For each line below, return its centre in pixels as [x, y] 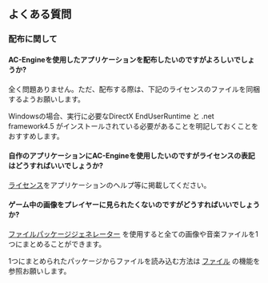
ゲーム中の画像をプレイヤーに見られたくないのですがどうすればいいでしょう [134, 205]
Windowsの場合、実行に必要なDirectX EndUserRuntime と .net [111, 116]
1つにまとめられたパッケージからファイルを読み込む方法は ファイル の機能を [134, 261]
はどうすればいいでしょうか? [56, 165]
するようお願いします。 [47, 99]
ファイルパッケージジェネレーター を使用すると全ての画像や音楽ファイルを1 [133, 233]
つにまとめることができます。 [57, 244]
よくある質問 [40, 14]
